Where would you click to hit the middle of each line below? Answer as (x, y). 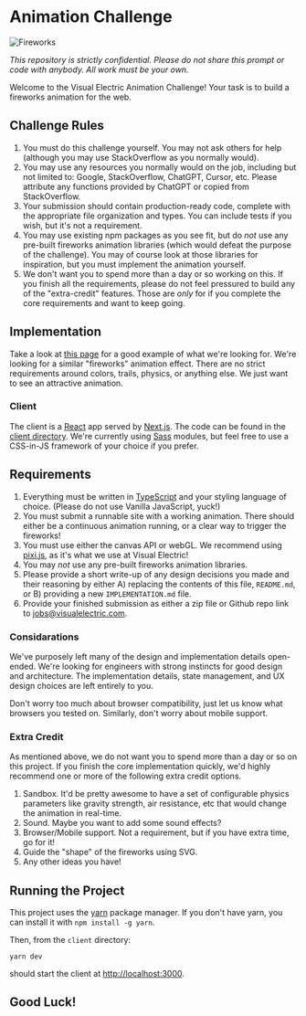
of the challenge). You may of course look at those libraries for (140, 254)
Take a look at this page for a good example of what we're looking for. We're (153, 354)
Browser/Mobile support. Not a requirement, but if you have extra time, (156, 832)
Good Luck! (43, 1002)
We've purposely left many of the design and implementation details (138, 656)
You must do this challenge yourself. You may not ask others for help (152, 147)
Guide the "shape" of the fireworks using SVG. (110, 852)
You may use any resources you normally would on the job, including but (159, 167)
